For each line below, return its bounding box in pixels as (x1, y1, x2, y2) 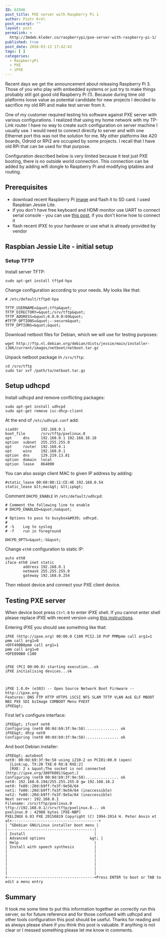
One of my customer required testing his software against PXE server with (5, 112, 157, 117)
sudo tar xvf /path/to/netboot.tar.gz (5, 368, 85, 373)
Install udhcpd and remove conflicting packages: (5, 394, 105, 400)
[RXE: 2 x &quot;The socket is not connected (9, 766, 106, 772)
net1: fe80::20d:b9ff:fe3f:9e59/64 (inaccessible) (5, 788, 112, 793)
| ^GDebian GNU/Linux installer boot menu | (5, 823, 99, 828)
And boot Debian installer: (5, 744, 59, 750)
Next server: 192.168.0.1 (5, 797, 59, 802)
